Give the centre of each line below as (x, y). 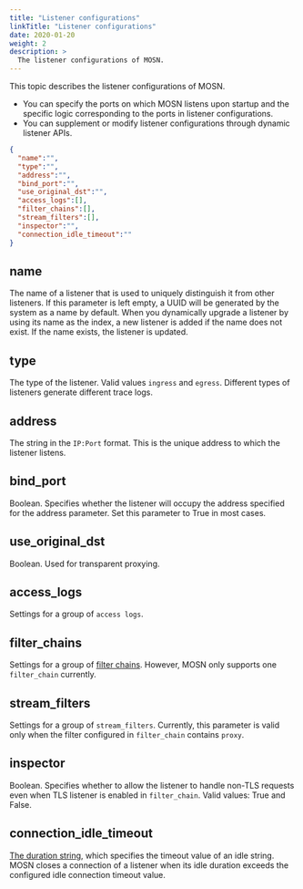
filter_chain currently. (53, 675)
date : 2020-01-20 (42, 35)
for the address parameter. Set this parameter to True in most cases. (138, 512)
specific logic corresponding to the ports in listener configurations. (148, 114)
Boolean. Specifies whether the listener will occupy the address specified (147, 503)
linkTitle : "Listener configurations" (83, 26)
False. (20, 804)
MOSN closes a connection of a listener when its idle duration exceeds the (149, 865)
